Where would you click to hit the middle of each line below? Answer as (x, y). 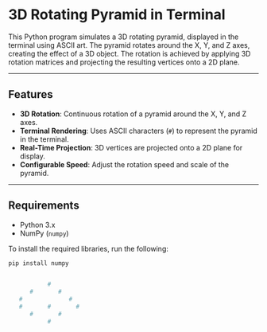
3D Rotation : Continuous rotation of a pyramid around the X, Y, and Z (133, 114)
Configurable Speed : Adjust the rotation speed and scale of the (124, 164)
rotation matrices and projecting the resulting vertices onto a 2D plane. (124, 62)
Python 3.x (37, 225)
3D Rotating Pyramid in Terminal (117, 15)
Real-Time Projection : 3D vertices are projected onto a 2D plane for (131, 147)
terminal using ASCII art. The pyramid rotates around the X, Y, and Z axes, (129, 45)
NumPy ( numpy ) (44, 233)
